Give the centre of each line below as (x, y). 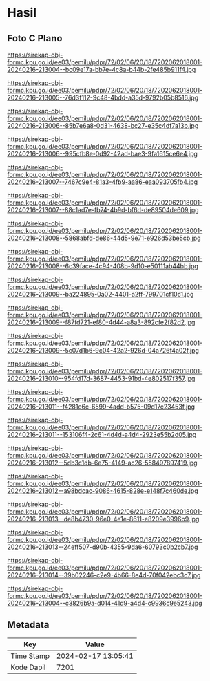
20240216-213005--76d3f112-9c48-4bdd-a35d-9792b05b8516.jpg (103, 97)
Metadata (28, 625)
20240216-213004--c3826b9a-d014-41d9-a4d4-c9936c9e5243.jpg (105, 603)
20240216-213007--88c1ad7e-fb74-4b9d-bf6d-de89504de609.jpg (103, 210)
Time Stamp (30, 656)
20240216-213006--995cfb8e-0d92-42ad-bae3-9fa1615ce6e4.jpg (103, 154)
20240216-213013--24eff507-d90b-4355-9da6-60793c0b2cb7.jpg (103, 547)
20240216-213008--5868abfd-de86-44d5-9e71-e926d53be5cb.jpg (104, 238)
